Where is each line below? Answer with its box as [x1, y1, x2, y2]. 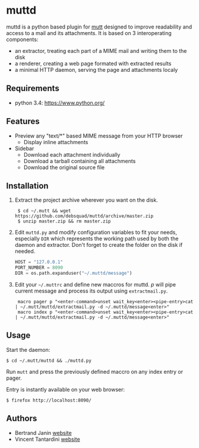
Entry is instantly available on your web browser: [6, 386, 125, 393]
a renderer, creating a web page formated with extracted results [14, 60, 172, 67]
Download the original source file [23, 164, 105, 171]
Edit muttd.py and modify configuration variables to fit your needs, [14, 229, 177, 236]
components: [6, 36, 39, 43]
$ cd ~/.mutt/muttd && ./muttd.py [6, 357, 92, 364]
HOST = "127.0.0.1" [14, 259, 64, 265]
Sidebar [14, 145, 34, 152]
